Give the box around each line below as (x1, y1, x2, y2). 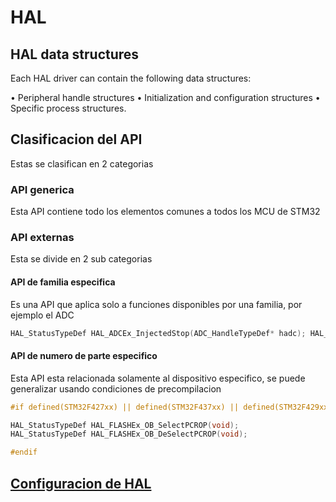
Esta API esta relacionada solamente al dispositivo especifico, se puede (10, 372, 306, 384)
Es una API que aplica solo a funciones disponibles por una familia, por (10, 298, 303, 310)
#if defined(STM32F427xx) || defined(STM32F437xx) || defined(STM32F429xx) (10, 402, 333, 412)
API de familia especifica (10, 276, 116, 288)
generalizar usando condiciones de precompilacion (10, 382, 222, 395)
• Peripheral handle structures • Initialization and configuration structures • (10, 92, 321, 103)
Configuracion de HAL (10, 475, 152, 492)
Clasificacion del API (10, 131, 143, 148)
